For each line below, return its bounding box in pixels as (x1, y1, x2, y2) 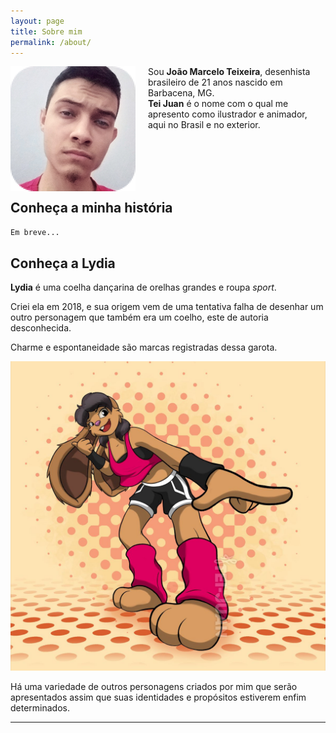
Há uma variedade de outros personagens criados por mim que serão (10, 681, 298, 693)
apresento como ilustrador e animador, (148, 108, 308, 120)
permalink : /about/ (10, 37, 92, 47)
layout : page (10, 16, 65, 26)
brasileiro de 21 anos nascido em (148, 76, 283, 89)
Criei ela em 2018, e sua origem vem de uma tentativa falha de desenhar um (10, 301, 324, 312)
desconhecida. (10, 322, 72, 334)
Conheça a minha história (10, 199, 173, 216)
